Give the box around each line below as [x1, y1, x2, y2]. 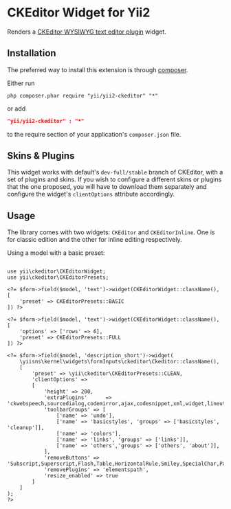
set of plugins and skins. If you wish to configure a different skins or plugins [7, 175, 222, 183]
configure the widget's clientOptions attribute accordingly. [7, 190, 175, 199]
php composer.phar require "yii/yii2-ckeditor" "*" [7, 92, 158, 99]
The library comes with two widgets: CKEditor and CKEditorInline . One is [7, 228, 215, 236]
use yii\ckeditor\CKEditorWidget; [7, 268, 107, 275]
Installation [7, 47, 56, 59]
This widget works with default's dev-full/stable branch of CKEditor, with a [7, 168, 223, 177]
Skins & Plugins [7, 150, 75, 162]
